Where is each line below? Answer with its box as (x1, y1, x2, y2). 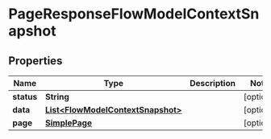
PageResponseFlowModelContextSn (8, 5, 260, 23)
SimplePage (44, 117, 93, 129)
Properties (8, 54, 63, 67)
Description (189, 78, 236, 88)
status (12, 92, 38, 102)
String (44, 92, 70, 102)
